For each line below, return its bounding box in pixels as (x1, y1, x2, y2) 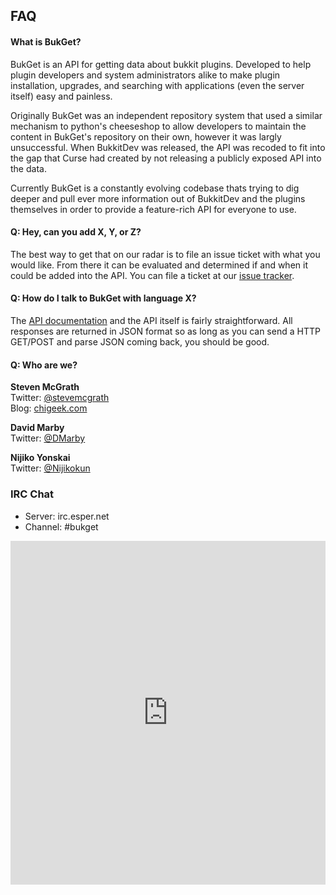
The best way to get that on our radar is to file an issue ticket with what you (10, 248, 321, 260)
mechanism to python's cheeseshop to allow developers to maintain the (10, 120, 307, 132)
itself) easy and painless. (10, 90, 113, 102)
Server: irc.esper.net (24, 510, 110, 522)
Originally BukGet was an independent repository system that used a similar (10, 109, 323, 121)
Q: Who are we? (10, 359, 78, 371)
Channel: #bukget (24, 520, 99, 533)
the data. (10, 162, 47, 174)
